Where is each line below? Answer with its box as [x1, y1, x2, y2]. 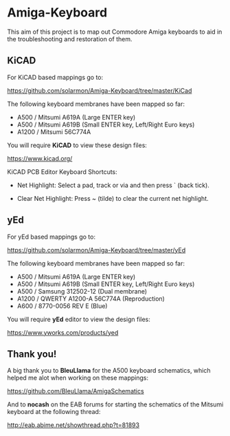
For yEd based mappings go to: [7, 232, 96, 241]
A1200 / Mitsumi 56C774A [16, 127, 91, 135]
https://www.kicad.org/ [7, 154, 73, 162]
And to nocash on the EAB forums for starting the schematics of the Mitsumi [7, 400, 224, 408]
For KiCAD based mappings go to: [7, 73, 104, 81]
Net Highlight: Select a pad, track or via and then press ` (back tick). [16, 181, 209, 189]
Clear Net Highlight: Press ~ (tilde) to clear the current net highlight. [16, 194, 209, 202]
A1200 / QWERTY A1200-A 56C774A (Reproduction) [16, 294, 165, 303]
